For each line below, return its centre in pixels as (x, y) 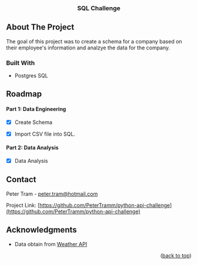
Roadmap (24, 94)
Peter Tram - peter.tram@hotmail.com (52, 194)
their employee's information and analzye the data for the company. (88, 48)
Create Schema (34, 122)
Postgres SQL (31, 76)
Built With (21, 63)
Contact (21, 180)
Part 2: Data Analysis (32, 147)
